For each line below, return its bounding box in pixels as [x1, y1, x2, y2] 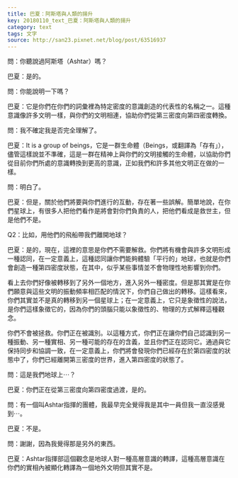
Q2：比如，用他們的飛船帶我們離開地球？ [7, 231, 128, 239]
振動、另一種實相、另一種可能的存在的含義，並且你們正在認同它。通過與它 [13, 338, 231, 346]
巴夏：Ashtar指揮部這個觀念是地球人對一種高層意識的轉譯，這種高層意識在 [7, 455, 225, 463]
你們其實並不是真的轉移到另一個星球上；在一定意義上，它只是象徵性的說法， [7, 296, 231, 305]
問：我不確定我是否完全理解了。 [7, 126, 101, 135]
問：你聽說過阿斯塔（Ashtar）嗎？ [7, 57, 108, 66]
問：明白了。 [7, 183, 45, 191]
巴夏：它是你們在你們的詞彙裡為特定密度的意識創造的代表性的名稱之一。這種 [7, 102, 231, 110]
